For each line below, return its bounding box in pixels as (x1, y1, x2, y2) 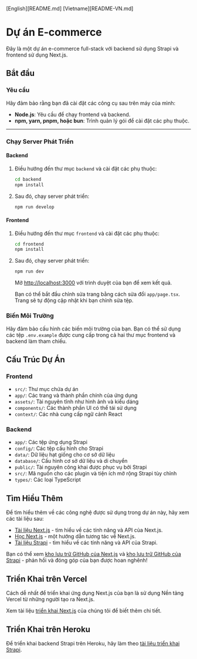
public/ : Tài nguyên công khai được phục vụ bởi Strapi (14, 463, 147, 471)
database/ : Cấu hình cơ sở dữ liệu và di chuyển (14, 458, 128, 465)
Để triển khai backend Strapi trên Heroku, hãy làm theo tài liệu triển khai (6, 640, 180, 647)
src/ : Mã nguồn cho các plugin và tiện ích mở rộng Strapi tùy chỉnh (14, 470, 177, 477)
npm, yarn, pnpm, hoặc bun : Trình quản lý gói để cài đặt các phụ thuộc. (14, 117, 189, 124)
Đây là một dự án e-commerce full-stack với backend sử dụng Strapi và (6, 45, 179, 52)
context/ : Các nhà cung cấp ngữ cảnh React (14, 410, 123, 418)
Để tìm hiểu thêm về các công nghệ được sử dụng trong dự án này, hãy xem (6, 509, 189, 516)
